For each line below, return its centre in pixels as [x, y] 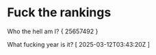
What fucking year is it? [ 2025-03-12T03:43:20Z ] [79, 44]
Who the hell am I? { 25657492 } [53, 31]
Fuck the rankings [59, 13]
